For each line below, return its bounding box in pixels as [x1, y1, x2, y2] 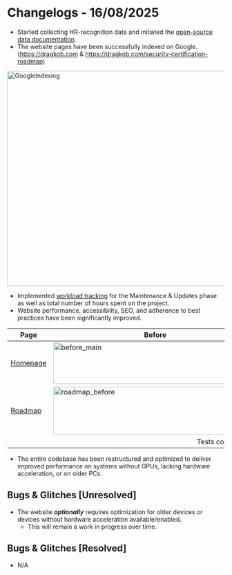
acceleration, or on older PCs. [17, 469, 102, 477]
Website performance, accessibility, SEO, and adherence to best [17, 306, 201, 314]
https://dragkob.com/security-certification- [85, 50, 209, 58]
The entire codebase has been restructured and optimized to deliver [17, 455, 212, 463]
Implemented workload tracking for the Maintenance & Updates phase [17, 291, 217, 300]
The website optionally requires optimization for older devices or [17, 507, 203, 516]
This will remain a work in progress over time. [27, 522, 157, 531]
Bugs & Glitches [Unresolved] [7, 489, 137, 501]
